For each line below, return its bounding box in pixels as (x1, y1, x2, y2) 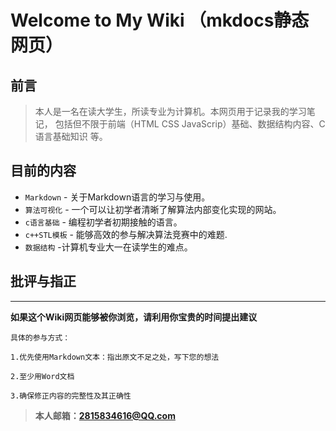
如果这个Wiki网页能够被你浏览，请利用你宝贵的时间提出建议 (10, 311, 258, 323)
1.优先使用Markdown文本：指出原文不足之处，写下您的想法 (10, 352, 220, 362)
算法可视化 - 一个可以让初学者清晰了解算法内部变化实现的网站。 (24, 203, 282, 215)
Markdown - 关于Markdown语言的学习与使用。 (24, 191, 211, 203)
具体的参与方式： (10, 332, 71, 343)
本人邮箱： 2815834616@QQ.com (34, 409, 176, 421)
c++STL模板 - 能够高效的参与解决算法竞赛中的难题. (24, 228, 228, 240)
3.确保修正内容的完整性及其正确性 (10, 391, 132, 401)
